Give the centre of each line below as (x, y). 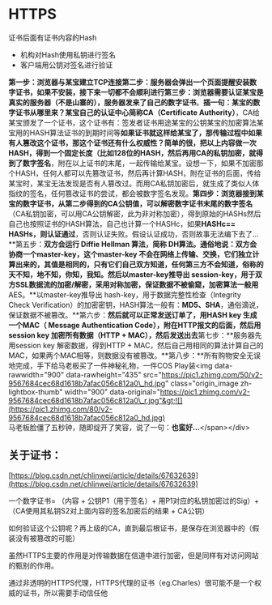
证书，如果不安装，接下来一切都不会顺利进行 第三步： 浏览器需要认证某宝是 (139, 92)
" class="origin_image (202, 383)
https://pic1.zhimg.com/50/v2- (212, 374)
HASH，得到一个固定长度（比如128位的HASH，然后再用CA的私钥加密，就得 (136, 153)
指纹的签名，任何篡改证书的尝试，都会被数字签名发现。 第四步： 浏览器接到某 (136, 193)
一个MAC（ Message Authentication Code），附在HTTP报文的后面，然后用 (135, 325)
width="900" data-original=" (112, 392)
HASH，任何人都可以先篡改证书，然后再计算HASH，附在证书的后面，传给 (138, 173)
